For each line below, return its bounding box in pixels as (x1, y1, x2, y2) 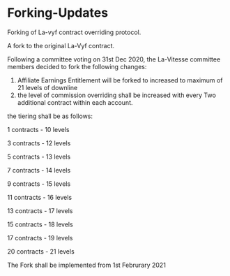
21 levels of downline (17, 83, 78, 92)
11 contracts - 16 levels (7, 193, 72, 201)
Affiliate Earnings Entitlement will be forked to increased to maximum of (17, 75, 223, 85)
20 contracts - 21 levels (7, 247, 75, 256)
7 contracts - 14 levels (7, 166, 71, 174)
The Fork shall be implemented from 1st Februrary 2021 (7, 261, 166, 269)
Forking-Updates (7, 5, 109, 21)
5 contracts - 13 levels (7, 152, 71, 161)
